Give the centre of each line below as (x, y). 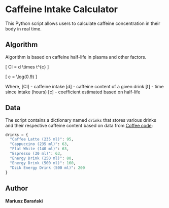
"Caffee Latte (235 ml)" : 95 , (42, 140)
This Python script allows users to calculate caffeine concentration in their (83, 23)
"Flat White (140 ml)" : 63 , (40, 149)
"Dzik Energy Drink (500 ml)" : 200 (47, 168)
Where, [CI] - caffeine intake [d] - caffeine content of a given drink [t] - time (84, 86)
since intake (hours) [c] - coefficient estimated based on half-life (73, 92)
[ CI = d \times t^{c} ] (27, 66)
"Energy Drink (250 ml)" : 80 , (42, 158)
